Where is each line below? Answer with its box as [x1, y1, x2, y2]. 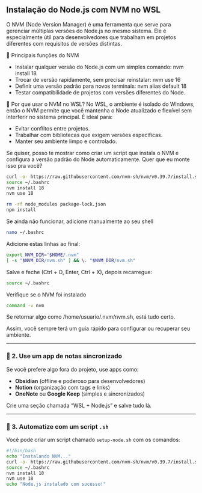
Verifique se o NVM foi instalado [6, 291, 87, 298]
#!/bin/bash [6, 448, 36, 454]
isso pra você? [6, 162, 43, 169]
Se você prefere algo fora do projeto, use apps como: [6, 366, 139, 373]
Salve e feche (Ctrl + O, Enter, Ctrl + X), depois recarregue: [6, 268, 152, 275]
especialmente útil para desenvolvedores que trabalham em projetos [6, 33, 176, 41]
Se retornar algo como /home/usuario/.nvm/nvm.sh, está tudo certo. [6, 313, 176, 320]
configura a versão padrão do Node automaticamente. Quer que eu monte [6, 156, 191, 163]
